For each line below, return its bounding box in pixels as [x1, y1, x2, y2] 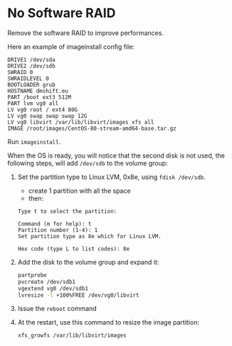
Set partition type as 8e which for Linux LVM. [17, 233, 162, 240]
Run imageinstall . [7, 137, 61, 146]
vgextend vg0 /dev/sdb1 [17, 285, 89, 292]
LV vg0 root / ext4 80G [7, 106, 78, 113]
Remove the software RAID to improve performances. [7, 29, 164, 37]
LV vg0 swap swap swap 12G [7, 112, 88, 119]
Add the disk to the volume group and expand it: [17, 258, 159, 266]
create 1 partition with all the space [28, 186, 131, 195]
